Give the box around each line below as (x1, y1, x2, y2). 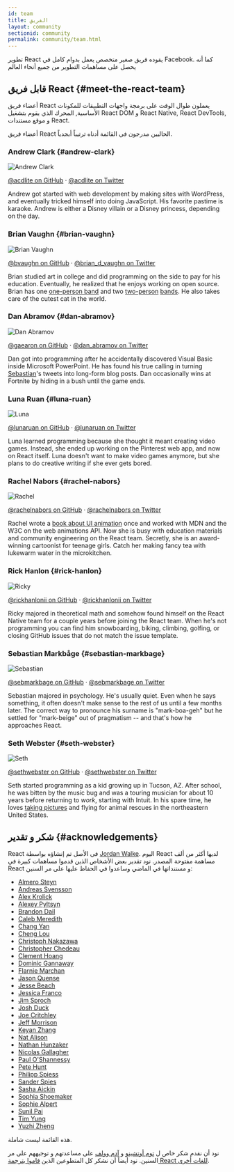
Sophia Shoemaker (17, 1093, 72, 1101)
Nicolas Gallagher (17, 1048, 69, 1056)
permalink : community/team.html (8, 36, 101, 43)
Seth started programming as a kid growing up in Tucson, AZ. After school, (8, 781, 222, 790)
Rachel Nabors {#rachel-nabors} (8, 476, 121, 486)
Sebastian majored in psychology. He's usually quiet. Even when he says (8, 692, 216, 700)
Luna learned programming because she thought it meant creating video (8, 437, 216, 446)
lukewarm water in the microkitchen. (8, 549, 112, 557)
